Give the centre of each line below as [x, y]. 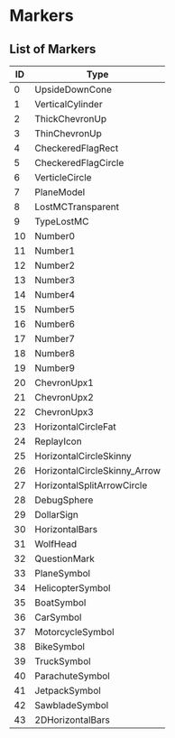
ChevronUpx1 [64, 383]
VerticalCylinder [69, 104]
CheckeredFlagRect [77, 148]
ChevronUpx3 [64, 412]
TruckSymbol [63, 661]
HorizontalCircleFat [76, 427]
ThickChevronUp [70, 119]
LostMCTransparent [77, 207]
